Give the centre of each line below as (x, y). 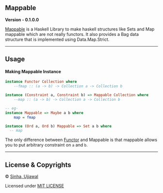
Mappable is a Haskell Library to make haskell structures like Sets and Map (80, 29)
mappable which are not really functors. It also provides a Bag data (72, 34)
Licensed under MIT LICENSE (34, 186)
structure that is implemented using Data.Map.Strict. (57, 39)
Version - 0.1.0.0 (22, 19)
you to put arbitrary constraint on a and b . (47, 145)
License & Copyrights (38, 165)
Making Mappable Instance (33, 71)
